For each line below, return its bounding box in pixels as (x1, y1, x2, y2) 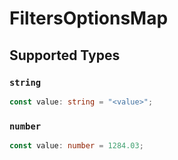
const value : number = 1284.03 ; (9, 141, 144, 151)
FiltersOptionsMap (9, 7, 169, 30)
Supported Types (9, 47, 121, 64)
